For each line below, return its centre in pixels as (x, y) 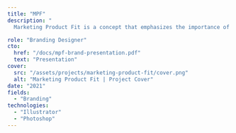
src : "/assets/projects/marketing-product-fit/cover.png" (101, 73)
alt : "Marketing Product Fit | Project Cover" (84, 79)
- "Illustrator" (38, 112)
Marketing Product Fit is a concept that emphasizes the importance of (122, 27)
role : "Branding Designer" (47, 40)
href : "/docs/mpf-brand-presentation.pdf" (77, 53)
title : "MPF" (27, 14)
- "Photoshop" (34, 119)
